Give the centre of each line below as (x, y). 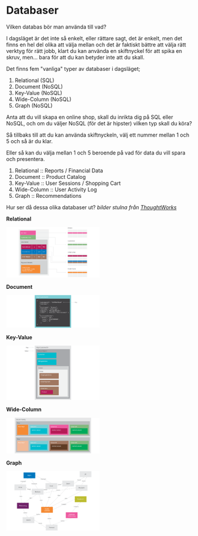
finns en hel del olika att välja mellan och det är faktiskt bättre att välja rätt (96, 45)
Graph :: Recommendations (48, 196)
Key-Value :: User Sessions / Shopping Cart (68, 183)
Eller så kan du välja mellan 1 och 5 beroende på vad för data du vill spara (96, 153)
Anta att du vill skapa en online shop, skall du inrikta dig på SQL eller (90, 117)
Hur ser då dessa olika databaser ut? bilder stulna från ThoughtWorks (91, 207)
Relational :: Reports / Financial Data (59, 171)
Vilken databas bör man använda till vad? (56, 27)
